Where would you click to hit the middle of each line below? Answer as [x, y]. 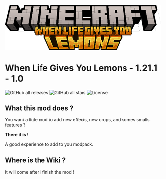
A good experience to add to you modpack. [49, 144]
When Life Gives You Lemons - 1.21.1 [81, 68]
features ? [15, 125]
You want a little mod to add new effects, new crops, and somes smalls [77, 120]
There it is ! [17, 135]
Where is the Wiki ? [35, 160]
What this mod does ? [39, 108]
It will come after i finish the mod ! [40, 172]
